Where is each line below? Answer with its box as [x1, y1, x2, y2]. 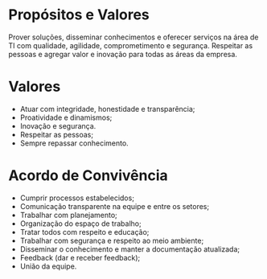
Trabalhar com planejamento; [19, 210, 118, 220]
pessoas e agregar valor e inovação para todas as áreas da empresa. [8, 49, 237, 59]
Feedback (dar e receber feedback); [19, 252, 141, 262]
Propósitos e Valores [8, 6, 150, 24]
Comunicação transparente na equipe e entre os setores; [19, 201, 210, 211]
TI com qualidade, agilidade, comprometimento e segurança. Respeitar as [8, 40, 253, 50]
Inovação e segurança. [19, 121, 97, 130]
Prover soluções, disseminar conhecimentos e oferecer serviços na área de [8, 32, 259, 42]
